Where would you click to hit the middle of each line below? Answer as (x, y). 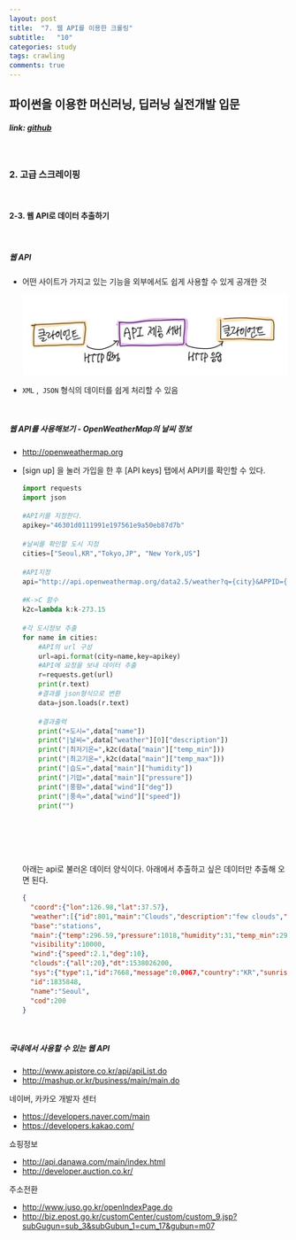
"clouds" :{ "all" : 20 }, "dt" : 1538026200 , (102, 964)
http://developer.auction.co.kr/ (77, 1171)
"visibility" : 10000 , (68, 945)
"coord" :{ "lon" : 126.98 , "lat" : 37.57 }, (100, 907)
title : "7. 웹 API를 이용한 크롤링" (71, 28)
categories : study (43, 47)
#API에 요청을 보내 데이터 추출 (87, 666)
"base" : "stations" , (66, 926)
